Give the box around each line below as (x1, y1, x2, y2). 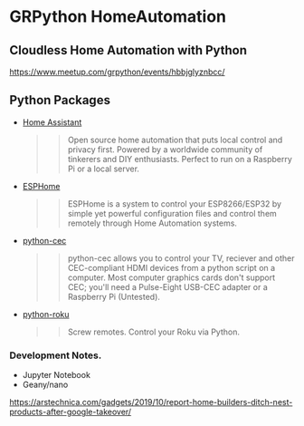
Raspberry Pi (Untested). (67, 291, 161, 302)
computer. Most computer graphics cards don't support (67, 272, 276, 283)
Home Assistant (22, 116, 82, 128)
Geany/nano (22, 379, 69, 391)
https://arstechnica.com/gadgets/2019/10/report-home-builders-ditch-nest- (9, 397, 293, 408)
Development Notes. (9, 349, 102, 362)
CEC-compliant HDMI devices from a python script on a (67, 262, 276, 273)
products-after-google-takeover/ (9, 406, 132, 418)
